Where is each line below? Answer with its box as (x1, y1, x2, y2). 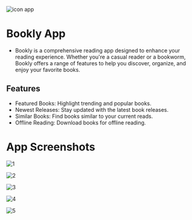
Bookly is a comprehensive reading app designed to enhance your (14, 47, 181, 54)
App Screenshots (6, 140, 95, 154)
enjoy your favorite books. (14, 66, 80, 73)
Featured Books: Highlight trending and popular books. (14, 100, 152, 107)
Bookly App (6, 27, 66, 40)
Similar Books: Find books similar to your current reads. (14, 112, 153, 120)
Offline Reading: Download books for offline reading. (14, 118, 146, 126)
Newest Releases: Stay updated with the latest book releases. (14, 106, 169, 113)
